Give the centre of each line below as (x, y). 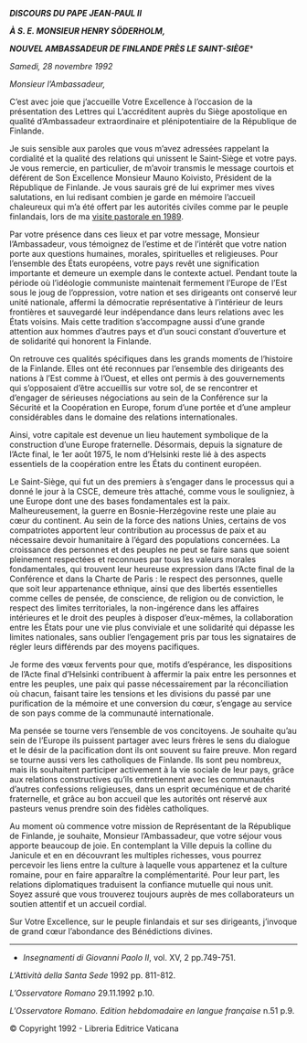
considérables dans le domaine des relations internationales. (123, 417)
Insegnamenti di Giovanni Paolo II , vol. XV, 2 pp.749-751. (129, 958)
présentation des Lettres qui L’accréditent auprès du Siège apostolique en (148, 112)
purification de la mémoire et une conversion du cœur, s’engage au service (151, 703)
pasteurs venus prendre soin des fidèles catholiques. (109, 809)
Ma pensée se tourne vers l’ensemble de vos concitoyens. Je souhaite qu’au (153, 731)
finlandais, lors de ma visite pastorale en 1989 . (97, 217)
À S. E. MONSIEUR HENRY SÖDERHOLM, (88, 31)
